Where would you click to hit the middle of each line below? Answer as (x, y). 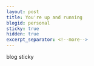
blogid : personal (28, 23)
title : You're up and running (45, 17)
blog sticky (20, 57)
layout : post (23, 12)
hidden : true (23, 34)
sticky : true (23, 28)
